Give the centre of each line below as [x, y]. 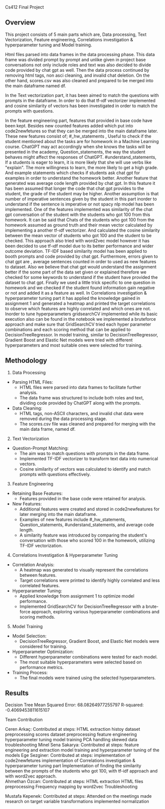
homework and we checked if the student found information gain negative [80, 288]
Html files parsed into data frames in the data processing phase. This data [80, 54]
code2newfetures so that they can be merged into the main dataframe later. [82, 131]
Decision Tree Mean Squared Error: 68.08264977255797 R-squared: [74, 705]
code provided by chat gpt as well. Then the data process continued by [77, 70]
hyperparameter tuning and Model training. [49, 45]
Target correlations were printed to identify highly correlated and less [90, 580]
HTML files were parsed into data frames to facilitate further [80, 387]
